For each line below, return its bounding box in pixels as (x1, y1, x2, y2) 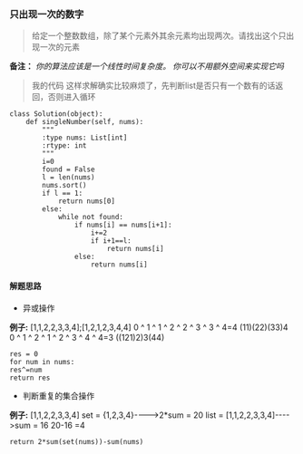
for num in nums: (9, 357, 75, 366)
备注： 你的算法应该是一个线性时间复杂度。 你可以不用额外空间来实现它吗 (9, 61, 284, 72)
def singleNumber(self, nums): (25, 118, 144, 127)
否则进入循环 (47, 92, 96, 102)
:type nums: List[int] (42, 133, 128, 142)
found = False (42, 165, 95, 174)
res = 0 (9, 349, 39, 359)
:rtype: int (42, 141, 88, 150)
